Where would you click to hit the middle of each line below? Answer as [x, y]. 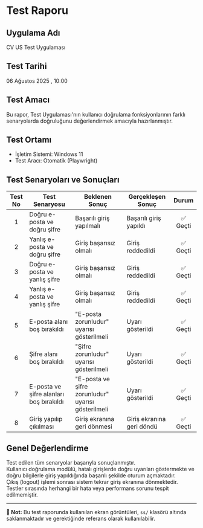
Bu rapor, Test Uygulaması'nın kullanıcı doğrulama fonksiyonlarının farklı [96, 114]
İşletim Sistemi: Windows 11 [49, 154]
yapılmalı [88, 226]
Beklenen [98, 197]
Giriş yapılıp [46, 419]
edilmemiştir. [22, 495]
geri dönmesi [94, 427]
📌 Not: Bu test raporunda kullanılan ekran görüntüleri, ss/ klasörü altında [96, 512]
